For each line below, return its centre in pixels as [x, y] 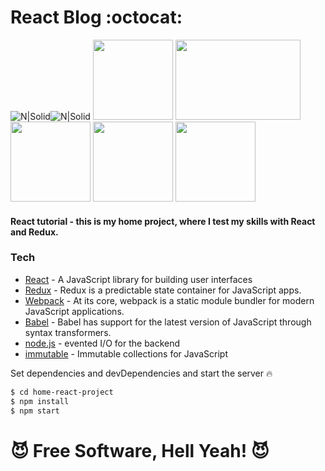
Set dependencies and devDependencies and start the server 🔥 [141, 373]
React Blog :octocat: [96, 17]
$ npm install [40, 401]
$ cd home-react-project [62, 392]
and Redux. [34, 232]
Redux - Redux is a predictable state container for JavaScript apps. [163, 290]
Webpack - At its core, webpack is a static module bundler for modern [169, 300]
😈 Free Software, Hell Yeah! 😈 [140, 450]
